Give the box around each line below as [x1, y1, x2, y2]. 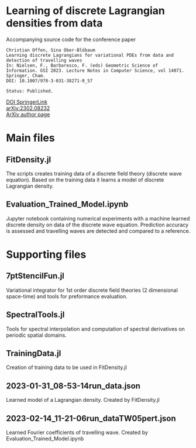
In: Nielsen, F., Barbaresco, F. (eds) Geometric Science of [6, 63, 159, 68]
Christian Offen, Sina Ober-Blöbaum [6, 47, 95, 53]
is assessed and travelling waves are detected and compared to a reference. [6, 227, 191, 235]
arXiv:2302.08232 [6, 104, 50, 112]
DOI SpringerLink [6, 98, 48, 105]
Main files [6, 132, 55, 144]
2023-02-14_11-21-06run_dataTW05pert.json [6, 413, 177, 423]
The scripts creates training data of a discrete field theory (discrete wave [6, 170, 183, 177]
